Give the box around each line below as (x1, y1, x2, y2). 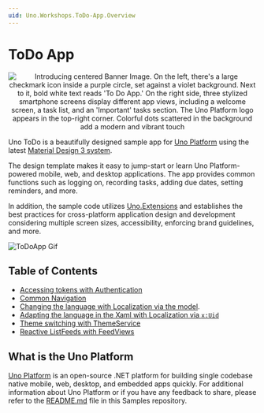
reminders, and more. (8, 186, 79, 195)
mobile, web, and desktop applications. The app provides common (38, 169, 255, 178)
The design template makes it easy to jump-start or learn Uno (8, 161, 208, 170)
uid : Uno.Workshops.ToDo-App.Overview (8, 11, 136, 20)
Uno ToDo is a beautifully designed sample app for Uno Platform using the (8, 137, 250, 147)
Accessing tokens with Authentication (19, 285, 143, 295)
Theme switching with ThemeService (19, 318, 141, 328)
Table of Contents (8, 264, 99, 277)
